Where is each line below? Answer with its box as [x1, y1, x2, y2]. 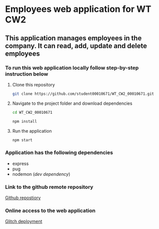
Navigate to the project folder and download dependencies [12, 100, 132, 106]
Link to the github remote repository [5, 183, 94, 190]
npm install [12, 119, 37, 124]
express [12, 160, 29, 166]
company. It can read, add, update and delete [5, 41, 147, 50]
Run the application [12, 128, 52, 134]
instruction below [5, 71, 48, 77]
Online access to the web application [5, 207, 96, 214]
